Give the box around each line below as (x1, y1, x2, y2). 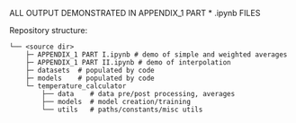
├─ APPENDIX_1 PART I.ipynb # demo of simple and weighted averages (25, 50, 288, 59)
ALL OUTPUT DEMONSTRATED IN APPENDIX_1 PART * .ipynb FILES (9, 8, 261, 18)
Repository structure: (9, 25, 88, 35)
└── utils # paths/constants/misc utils (41, 105, 203, 114)
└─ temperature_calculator (25, 82, 127, 91)
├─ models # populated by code (25, 74, 155, 83)
